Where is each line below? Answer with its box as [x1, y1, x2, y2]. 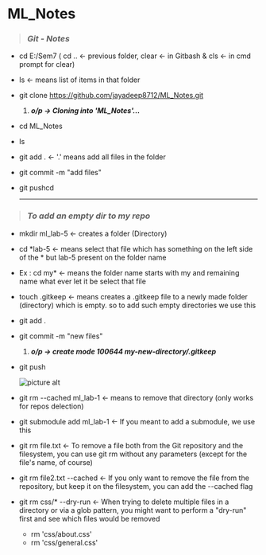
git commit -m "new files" [18, 331, 103, 341]
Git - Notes [26, 33, 71, 45]
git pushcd [18, 183, 55, 193]
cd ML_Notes [18, 121, 63, 131]
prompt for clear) [18, 60, 75, 69]
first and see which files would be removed [18, 514, 160, 523]
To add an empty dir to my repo [26, 210, 151, 221]
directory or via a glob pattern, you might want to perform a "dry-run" [18, 505, 247, 514]
